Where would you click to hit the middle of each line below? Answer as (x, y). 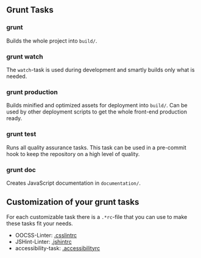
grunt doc (21, 170)
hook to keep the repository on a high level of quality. (73, 154)
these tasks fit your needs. (40, 223)
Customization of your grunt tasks (73, 202)
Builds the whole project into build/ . (52, 41)
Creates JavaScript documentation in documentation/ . (74, 183)
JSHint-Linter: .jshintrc (43, 242)
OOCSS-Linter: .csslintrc (46, 235)
